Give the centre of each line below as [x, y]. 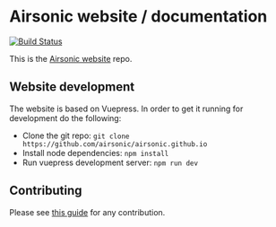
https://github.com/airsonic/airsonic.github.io [115, 144]
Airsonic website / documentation [138, 17]
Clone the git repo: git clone [76, 135]
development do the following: [65, 118]
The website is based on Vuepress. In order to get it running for [126, 109]
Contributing [46, 191]
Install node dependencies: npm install [95, 153]
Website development [72, 87]
